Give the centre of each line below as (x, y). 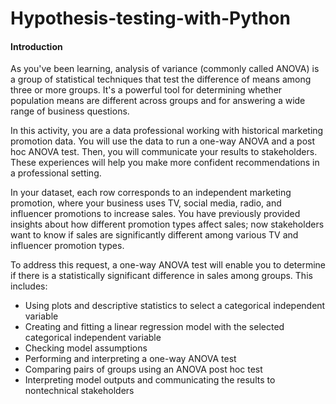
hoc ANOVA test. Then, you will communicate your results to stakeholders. (164, 152)
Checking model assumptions (86, 348)
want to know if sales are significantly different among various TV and (154, 235)
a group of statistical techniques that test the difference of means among (161, 79)
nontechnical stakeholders (79, 391)
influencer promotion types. (67, 246)
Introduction (36, 46)
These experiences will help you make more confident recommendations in (165, 163)
